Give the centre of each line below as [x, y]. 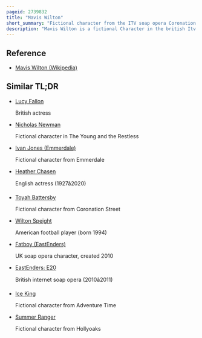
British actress [33, 113]
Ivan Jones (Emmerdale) [45, 148]
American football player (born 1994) [61, 232]
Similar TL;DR [32, 87]
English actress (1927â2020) [50, 183]
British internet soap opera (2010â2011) [64, 279]
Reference [26, 53]
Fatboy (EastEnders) [41, 244]
